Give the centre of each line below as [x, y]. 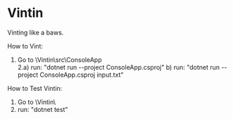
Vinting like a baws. [36, 32]
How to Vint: [25, 46]
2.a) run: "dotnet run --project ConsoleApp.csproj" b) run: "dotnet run [119, 67]
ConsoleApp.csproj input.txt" [82, 75]
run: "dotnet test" [43, 109]
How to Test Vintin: [35, 88]
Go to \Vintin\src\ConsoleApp [59, 60]
